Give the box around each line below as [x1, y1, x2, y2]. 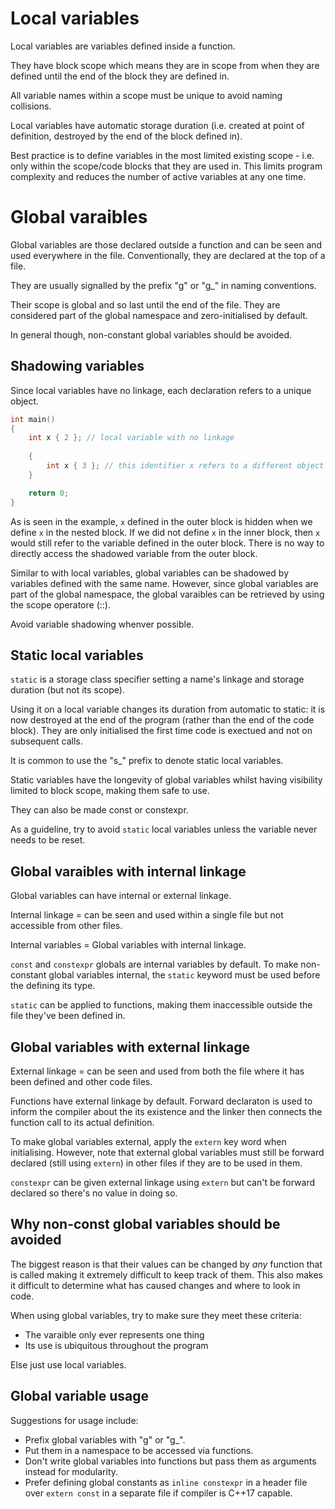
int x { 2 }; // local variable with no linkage [28, 433, 235, 443]
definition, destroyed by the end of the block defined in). [10, 130, 243, 142]
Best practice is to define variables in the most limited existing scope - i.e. [10, 149, 315, 161]
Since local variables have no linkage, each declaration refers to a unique [10, 384, 312, 396]
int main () [10, 414, 56, 424]
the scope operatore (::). [10, 598, 111, 611]
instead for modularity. [24, 1465, 119, 1477]
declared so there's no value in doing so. [10, 1187, 178, 1199]
